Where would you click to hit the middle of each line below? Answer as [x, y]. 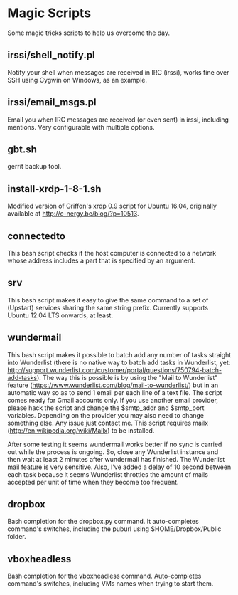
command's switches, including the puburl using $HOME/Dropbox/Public [114, 529]
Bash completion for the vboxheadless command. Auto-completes [104, 576]
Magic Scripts [49, 13]
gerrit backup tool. [34, 167]
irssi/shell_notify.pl [51, 55]
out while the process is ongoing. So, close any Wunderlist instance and [113, 452]
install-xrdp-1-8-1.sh [54, 189]
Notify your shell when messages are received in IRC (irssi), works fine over [118, 72]
